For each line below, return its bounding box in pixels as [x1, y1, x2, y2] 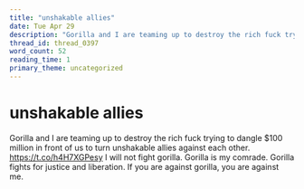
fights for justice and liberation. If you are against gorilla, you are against [9, 161, 280, 172]
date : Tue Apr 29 [9, 22, 75, 31]
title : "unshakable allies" [9, 13, 116, 23]
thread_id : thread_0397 [9, 38, 100, 48]
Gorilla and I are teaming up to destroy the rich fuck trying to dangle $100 [9, 132, 283, 143]
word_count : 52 [9, 47, 67, 56]
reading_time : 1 [9, 55, 71, 64]
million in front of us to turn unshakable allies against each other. [9, 142, 251, 153]
